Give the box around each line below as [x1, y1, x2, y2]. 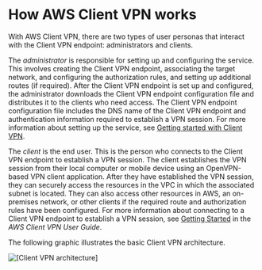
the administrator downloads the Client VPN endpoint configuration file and [8, 89, 254, 98]
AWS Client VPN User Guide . [8, 222, 102, 231]
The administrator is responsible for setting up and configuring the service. [8, 55, 254, 65]
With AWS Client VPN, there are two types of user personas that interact [8, 32, 245, 41]
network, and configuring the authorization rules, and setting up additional [8, 72, 252, 82]
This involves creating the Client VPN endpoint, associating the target [8, 63, 236, 73]
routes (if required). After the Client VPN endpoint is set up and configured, [8, 81, 254, 90]
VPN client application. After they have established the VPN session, [30, 172, 254, 181]
